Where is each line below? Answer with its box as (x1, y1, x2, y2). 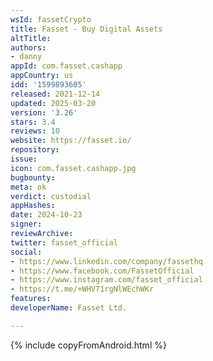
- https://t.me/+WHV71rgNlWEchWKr (10, 284, 155, 295)
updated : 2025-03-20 (10, 98, 97, 108)
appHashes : (10, 201, 56, 211)
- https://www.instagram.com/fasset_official (10, 275, 203, 285)
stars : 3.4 (10, 117, 56, 127)
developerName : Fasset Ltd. (10, 303, 128, 313)
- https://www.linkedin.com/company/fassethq (10, 256, 203, 266)
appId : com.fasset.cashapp (10, 61, 123, 71)
